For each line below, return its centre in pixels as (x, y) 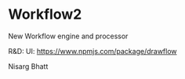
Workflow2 (45, 14)
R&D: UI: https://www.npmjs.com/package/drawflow (93, 51)
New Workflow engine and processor (68, 36)
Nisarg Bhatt (28, 66)
